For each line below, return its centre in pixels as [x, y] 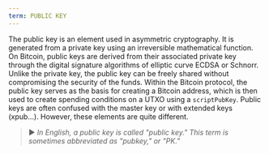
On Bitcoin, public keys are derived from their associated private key [122, 56]
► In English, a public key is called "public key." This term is [128, 132]
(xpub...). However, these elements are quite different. [98, 116]
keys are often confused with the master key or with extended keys [121, 108]
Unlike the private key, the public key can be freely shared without [119, 73]
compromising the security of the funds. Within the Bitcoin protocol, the [128, 82]
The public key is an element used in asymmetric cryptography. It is [122, 39]
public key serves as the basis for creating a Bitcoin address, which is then [133, 91]
